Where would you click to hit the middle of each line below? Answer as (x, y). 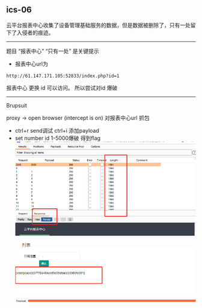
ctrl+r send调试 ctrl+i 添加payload (57, 130)
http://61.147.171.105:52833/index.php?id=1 (63, 76)
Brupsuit (17, 105)
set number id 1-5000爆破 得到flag (58, 138)
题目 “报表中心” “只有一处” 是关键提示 (53, 51)
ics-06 (19, 10)
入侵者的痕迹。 (35, 32)
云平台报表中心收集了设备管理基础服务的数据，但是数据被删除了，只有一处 (98, 25)
